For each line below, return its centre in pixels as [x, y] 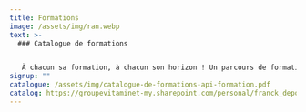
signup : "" [30, 76]
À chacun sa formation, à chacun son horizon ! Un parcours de [144, 68]
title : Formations [44, 18]
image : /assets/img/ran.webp [65, 26]
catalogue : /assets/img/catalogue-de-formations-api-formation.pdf [140, 85]
